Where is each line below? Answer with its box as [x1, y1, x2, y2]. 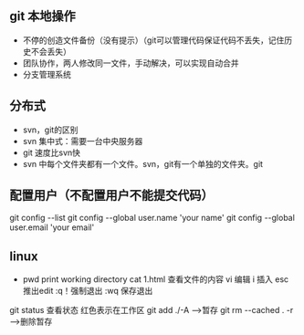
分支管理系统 [22, 68, 71, 79]
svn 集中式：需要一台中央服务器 [22, 135, 143, 146]
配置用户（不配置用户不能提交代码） [9, 188, 214, 204]
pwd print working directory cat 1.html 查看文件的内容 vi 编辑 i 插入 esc [22, 274, 289, 285]
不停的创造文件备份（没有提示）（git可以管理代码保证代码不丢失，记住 [22, 35, 285, 46]
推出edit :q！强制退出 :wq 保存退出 [22, 286, 153, 297]
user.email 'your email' [9, 222, 95, 233]
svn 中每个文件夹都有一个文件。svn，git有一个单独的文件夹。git [22, 158, 263, 169]
